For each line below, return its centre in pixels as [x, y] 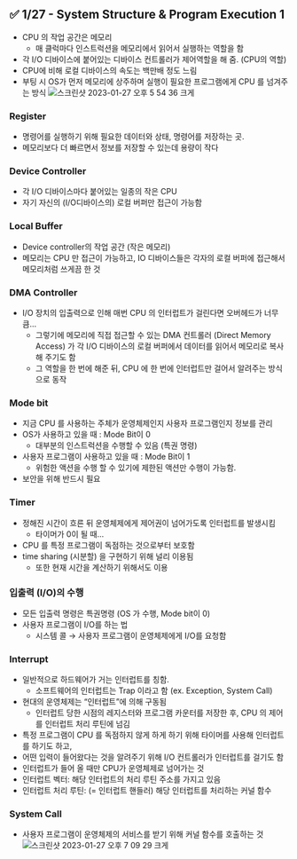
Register [28, 116]
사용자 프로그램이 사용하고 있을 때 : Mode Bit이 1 [106, 457]
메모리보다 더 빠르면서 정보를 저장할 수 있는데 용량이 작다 [120, 148]
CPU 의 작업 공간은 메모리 [67, 37]
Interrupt [29, 658]
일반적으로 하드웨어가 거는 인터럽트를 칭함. [96, 680]
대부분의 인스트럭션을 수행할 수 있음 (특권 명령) [116, 445]
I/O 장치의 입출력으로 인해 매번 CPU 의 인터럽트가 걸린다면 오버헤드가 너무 [150, 313]
